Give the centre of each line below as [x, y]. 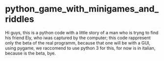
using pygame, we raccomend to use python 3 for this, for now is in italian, [80, 48]
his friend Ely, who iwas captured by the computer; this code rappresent [78, 38]
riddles [20, 19]
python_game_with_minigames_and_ [82, 9]
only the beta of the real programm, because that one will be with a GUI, [78, 43]
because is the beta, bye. [31, 53]
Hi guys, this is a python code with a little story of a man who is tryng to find [82, 32]
